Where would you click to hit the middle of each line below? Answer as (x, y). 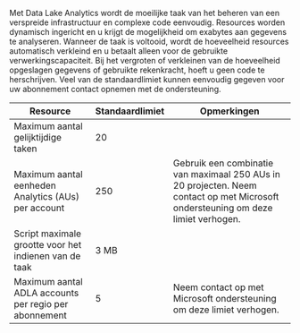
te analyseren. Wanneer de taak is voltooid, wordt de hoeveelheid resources (149, 41)
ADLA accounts (46, 293)
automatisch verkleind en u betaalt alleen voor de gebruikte (119, 51)
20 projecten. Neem (215, 185)
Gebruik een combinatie (223, 163)
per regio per (41, 304)
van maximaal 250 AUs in (227, 174)
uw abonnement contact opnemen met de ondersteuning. (115, 89)
